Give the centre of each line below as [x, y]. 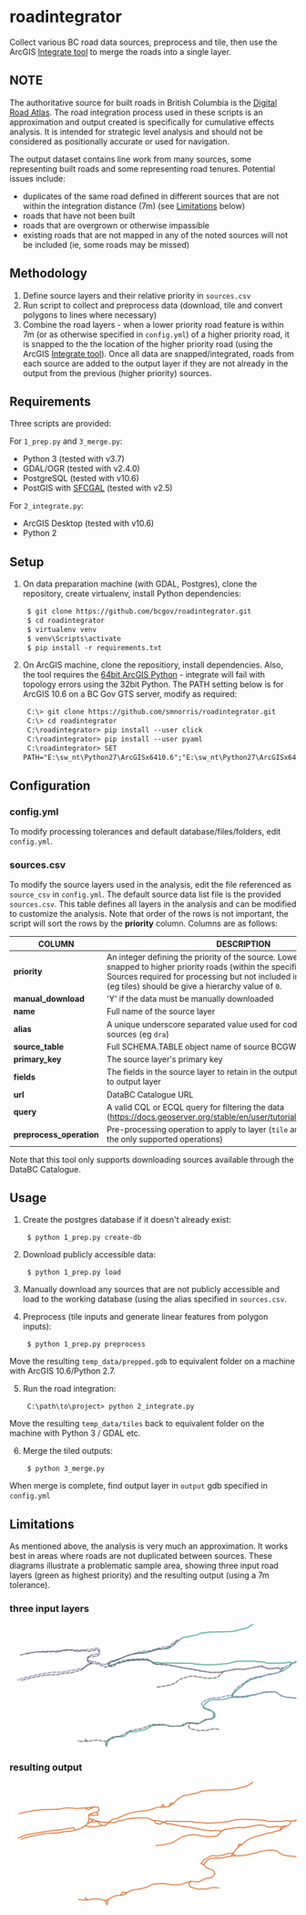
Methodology [49, 274]
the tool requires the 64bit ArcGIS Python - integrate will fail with [144, 675]
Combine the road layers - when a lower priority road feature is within [153, 324]
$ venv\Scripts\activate [74, 639]
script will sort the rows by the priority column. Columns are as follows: [143, 923]
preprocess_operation [56, 1134]
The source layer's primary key [164, 1059]
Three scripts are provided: [61, 424]
